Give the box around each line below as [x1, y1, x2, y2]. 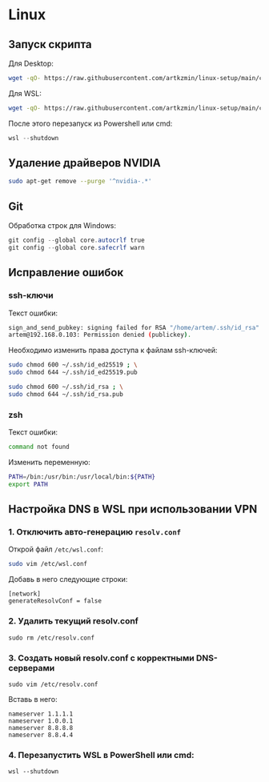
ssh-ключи [8, 290, 54, 301]
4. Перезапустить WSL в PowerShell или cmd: [8, 749, 195, 760]
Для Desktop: [8, 58, 54, 68]
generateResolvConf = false [8, 597, 102, 605]
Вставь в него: [8, 694, 58, 704]
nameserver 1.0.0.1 [8, 716, 74, 725]
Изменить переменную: [8, 457, 90, 467]
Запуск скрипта [8, 38, 92, 51]
